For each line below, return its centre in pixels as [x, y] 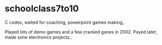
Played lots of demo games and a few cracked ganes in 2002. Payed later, [81, 32]
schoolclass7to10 [42, 9]
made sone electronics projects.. [38, 37]
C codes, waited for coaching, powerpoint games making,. [65, 22]
